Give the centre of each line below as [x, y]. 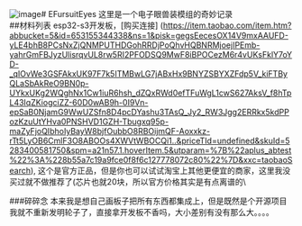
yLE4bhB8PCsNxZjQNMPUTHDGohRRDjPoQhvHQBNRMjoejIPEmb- [135, 45]
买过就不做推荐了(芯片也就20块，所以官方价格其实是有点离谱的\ [128, 182]
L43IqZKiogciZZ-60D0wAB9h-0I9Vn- [79, 102]
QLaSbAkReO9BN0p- [49, 83]
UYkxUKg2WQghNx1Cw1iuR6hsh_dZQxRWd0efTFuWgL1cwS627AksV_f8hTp [151, 93]
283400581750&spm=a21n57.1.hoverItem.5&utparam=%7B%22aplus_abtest [151, 150]
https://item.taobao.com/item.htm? [227, 25]
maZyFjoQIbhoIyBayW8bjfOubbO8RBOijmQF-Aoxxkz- [110, 131]
